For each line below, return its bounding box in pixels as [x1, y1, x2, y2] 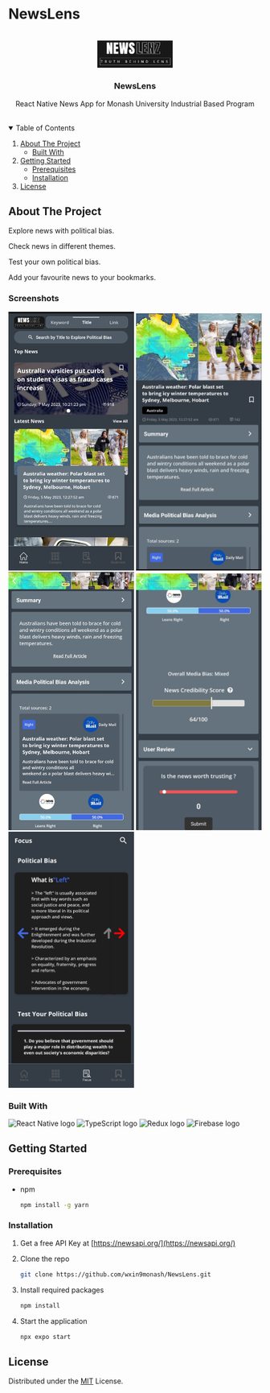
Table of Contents [15, 122, 75, 133]
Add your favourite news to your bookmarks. [8, 273, 157, 283]
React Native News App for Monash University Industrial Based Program [15, 98, 255, 109]
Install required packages [19, 1285, 104, 1295]
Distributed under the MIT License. [8, 1376, 124, 1386]
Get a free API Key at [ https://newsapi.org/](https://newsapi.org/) [19, 1238, 235, 1248]
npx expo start [19, 1333, 72, 1341]
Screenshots [8, 293, 59, 304]
